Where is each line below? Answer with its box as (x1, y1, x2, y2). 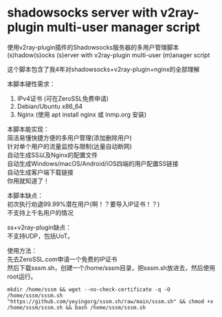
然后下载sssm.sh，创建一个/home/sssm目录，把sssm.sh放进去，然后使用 (7, 263, 215, 272)
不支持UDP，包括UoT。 (7, 232, 74, 240)
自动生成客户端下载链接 (7, 167, 74, 176)
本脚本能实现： (7, 125, 49, 133)
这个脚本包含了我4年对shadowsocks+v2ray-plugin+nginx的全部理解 (7, 65, 200, 73)
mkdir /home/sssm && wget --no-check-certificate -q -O (7, 286, 170, 293)
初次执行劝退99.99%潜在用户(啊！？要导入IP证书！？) (7, 200, 160, 208)
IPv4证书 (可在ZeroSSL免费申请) (16, 94, 109, 103)
